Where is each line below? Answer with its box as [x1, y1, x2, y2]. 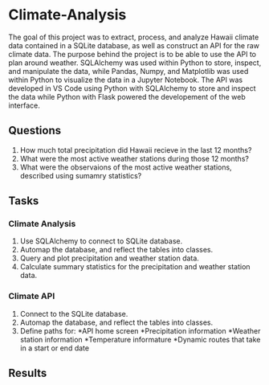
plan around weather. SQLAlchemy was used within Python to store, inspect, [8, 58, 262, 68]
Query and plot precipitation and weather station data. [19, 253, 199, 263]
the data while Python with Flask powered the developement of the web [8, 92, 247, 101]
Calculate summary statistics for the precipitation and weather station [19, 262, 251, 272]
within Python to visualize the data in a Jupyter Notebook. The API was [8, 75, 243, 84]
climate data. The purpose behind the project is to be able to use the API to [8, 49, 257, 59]
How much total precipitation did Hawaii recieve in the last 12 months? [19, 145, 252, 154]
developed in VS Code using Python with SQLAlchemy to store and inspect [8, 83, 256, 93]
